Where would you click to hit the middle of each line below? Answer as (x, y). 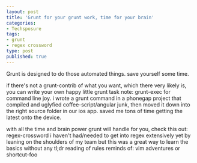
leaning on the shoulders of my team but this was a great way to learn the (97, 141)
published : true (26, 57)
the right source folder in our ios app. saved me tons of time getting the (95, 111)
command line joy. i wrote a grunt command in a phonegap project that (94, 98)
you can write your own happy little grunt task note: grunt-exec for (89, 91)
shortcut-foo (22, 155)
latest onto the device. (34, 117)
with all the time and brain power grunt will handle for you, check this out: (97, 129)
